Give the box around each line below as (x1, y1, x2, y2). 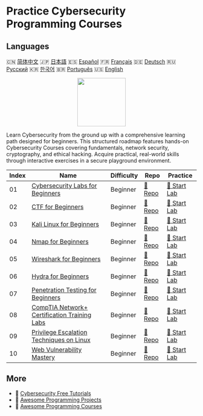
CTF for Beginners (31, 203, 84, 211)
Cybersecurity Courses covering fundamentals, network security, (6, 144, 169, 151)
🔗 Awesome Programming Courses (14, 402, 103, 409)
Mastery (31, 353, 56, 361)
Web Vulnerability (31, 346, 82, 354)
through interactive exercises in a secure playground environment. (6, 157, 172, 164)
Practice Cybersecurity (6, 4, 126, 18)
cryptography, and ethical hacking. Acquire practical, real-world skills (6, 151, 179, 158)
